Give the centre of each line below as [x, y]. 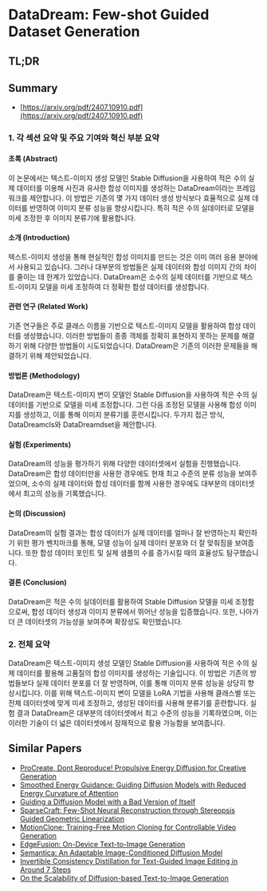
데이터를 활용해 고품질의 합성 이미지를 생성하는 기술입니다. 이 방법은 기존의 [132, 673]
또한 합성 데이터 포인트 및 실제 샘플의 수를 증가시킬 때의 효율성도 [125, 552]
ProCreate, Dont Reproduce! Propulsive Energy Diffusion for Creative [133, 767]
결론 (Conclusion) [37, 582]
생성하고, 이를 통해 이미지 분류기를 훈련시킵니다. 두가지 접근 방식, [124, 415]
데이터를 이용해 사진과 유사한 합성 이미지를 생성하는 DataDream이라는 [126, 188]
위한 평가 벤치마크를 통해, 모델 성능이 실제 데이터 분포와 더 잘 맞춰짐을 [125, 543]
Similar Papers [45, 748]
